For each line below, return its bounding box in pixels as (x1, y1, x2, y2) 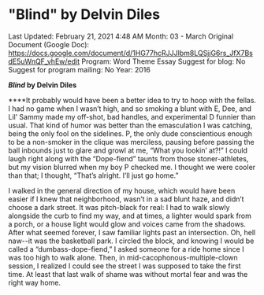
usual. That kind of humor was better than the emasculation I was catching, (8, 120, 253, 130)
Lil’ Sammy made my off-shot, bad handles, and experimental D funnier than (8, 112, 256, 121)
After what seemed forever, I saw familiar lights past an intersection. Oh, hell (8, 227, 256, 237)
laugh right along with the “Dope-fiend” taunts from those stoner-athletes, (8, 153, 249, 163)
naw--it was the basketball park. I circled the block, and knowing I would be (8, 236, 255, 245)
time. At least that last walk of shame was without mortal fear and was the (8, 269, 248, 278)
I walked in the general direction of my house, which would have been (8, 186, 236, 195)
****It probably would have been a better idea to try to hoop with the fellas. (8, 95, 257, 105)
